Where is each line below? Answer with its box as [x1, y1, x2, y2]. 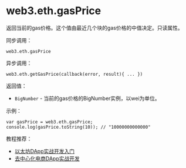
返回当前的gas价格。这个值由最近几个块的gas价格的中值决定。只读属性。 [6, 24, 183, 31]
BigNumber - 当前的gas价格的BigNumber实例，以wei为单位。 [14, 95, 160, 102]
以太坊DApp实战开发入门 [14, 147, 75, 154]
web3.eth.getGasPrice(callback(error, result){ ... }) [6, 71, 143, 77]
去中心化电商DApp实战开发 [14, 154, 80, 162]
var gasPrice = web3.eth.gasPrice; [6, 119, 93, 125]
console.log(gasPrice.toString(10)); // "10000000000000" [6, 124, 151, 130]
